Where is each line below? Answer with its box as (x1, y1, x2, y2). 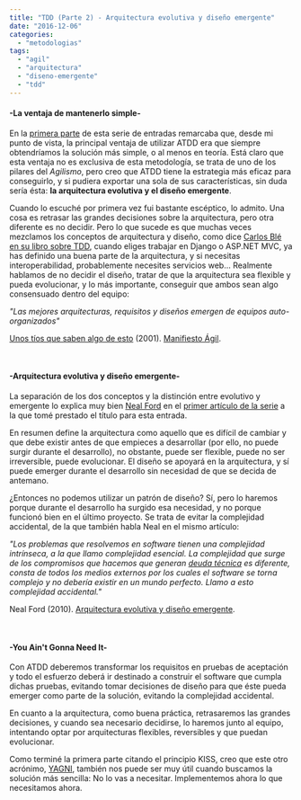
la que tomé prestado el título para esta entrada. (9, 410, 188, 421)
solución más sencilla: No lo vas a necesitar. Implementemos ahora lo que (9, 773, 283, 784)
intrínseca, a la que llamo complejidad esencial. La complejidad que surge (9, 548, 286, 559)
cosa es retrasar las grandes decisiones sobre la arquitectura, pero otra (9, 212, 274, 223)
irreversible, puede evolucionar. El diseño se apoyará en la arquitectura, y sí (9, 456, 289, 467)
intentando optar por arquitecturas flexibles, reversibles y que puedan (9, 727, 268, 738)
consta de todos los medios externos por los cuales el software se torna (9, 567, 278, 578)
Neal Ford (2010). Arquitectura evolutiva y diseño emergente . (9, 604, 235, 615)
